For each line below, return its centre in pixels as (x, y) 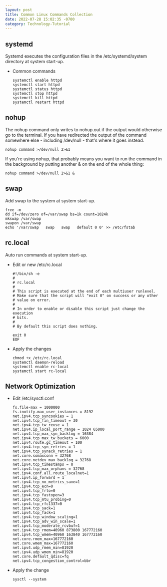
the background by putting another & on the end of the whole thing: (74, 164)
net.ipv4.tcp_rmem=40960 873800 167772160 (57, 530)
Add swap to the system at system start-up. (50, 200)
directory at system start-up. (35, 62)
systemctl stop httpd (35, 94)
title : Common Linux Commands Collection (49, 15)
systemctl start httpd (36, 85)
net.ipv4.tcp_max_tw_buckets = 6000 (50, 438)
